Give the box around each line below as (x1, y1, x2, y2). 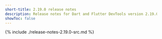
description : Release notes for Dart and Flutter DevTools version (5, 12, 144, 16)
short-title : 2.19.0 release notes (5, 7, 77, 12)
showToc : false (5, 16, 36, 21)
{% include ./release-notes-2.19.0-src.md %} (5, 29, 94, 35)
